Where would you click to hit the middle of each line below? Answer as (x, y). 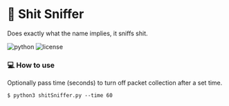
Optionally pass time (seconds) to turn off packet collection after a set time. (115, 83)
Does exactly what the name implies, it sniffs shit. (77, 33)
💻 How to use (31, 65)
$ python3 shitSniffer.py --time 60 (60, 96)
